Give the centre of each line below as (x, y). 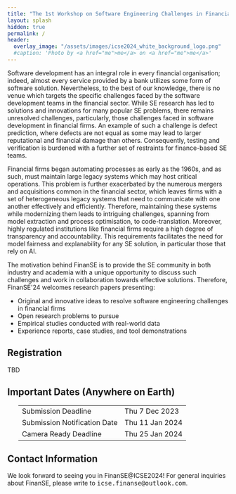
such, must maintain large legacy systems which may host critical (102, 176)
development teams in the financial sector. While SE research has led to (111, 103)
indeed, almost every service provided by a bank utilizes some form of (109, 80)
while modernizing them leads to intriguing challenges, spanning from (108, 214)
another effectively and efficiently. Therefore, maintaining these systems (112, 206)
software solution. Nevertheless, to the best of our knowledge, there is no (114, 88)
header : (19, 40)
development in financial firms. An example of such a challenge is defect (112, 125)
